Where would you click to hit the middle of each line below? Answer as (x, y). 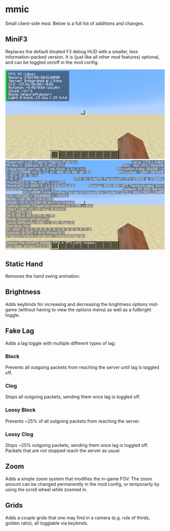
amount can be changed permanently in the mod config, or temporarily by (82, 484)
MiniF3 (16, 39)
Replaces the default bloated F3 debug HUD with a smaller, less (72, 51)
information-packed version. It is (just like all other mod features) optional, (82, 57)
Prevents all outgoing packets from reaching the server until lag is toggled (82, 367)
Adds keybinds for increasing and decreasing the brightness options (77, 304)
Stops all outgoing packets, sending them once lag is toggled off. (73, 397)
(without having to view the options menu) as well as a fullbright (85, 310)
